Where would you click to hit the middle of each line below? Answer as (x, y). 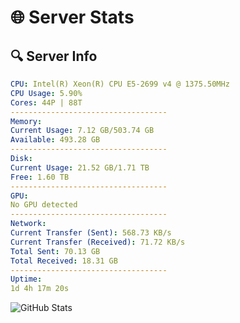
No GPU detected (44, 205)
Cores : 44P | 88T (46, 102)
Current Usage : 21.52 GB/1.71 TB (80, 167)
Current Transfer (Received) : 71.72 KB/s (98, 242)
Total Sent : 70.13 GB (55, 251)
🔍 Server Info (54, 56)
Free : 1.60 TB (40, 177)
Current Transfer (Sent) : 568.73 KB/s (91, 233)
